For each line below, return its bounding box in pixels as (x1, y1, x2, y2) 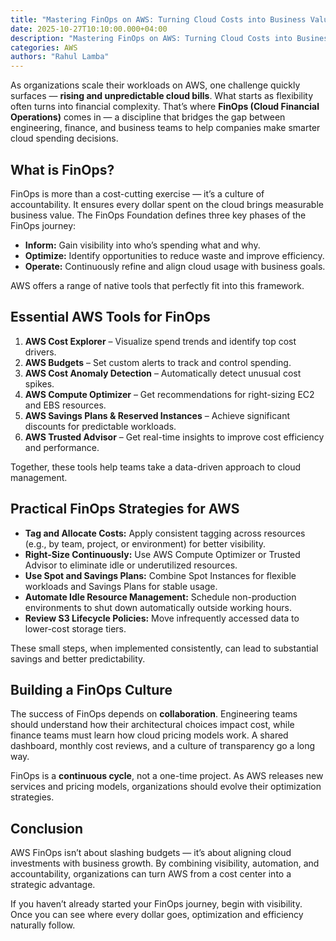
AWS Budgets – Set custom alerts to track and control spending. (24, 356, 292, 368)
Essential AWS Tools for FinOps (10, 309, 211, 326)
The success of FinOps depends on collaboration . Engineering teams (10, 708, 298, 720)
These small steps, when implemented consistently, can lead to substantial (10, 642, 319, 654)
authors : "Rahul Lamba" (10, 52, 110, 62)
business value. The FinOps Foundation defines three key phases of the (10, 209, 307, 221)
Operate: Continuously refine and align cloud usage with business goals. (24, 260, 326, 272)
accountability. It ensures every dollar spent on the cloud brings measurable (10, 198, 324, 210)
